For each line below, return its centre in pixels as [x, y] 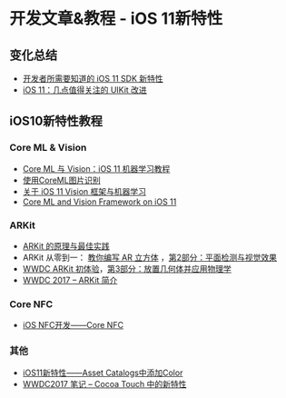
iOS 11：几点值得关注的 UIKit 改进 [84, 90]
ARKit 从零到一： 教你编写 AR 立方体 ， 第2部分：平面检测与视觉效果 [149, 257]
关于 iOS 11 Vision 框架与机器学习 [84, 191]
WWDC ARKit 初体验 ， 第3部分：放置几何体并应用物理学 [127, 268]
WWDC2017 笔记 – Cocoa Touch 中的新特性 [104, 383]
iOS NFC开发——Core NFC [73, 325]
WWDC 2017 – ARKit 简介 [70, 280]
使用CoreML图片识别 [62, 180]
